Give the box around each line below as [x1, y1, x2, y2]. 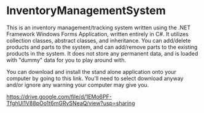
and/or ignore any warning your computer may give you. [6, 81, 149, 89]
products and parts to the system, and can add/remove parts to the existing [6, 43, 198, 51]
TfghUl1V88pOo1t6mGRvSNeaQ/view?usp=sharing [6, 99, 135, 107]
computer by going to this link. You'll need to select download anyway [6, 75, 184, 82]
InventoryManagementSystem [6, 4, 166, 18]
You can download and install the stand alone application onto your [6, 68, 176, 75]
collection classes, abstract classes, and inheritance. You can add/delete [6, 37, 191, 44]
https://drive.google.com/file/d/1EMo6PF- [6, 93, 112, 100]
